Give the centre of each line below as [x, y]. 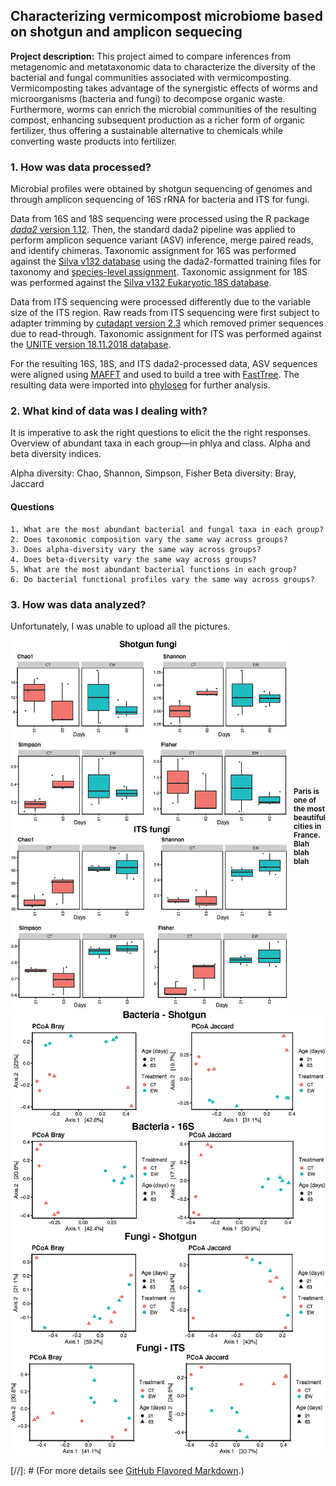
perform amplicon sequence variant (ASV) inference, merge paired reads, [162, 240]
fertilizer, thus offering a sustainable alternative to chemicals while [146, 130]
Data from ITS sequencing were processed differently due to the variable [161, 302]
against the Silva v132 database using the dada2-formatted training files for [166, 261]
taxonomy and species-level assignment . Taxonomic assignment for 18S [159, 272]
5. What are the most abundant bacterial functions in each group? [154, 569]
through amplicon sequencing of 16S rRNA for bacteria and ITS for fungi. [160, 200]
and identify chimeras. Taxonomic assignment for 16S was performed [153, 251]
